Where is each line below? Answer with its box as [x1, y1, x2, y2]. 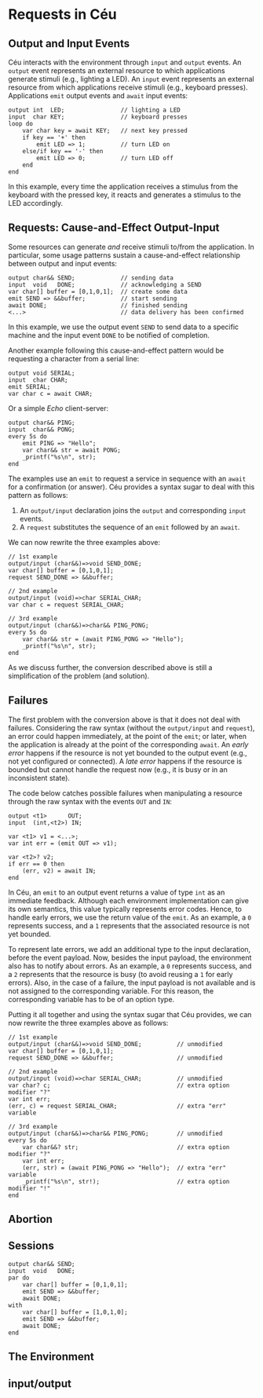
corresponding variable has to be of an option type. [8, 994, 175, 1004]
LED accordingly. [8, 199, 64, 207]
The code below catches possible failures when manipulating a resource [8, 788, 243, 798]
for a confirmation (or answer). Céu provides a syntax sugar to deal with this [8, 481, 255, 492]
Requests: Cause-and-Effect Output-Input [8, 221, 220, 235]
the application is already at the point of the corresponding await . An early [8, 740, 249, 749]
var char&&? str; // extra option [22, 1143, 230, 1151]
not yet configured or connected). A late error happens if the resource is [8, 756, 243, 766]
